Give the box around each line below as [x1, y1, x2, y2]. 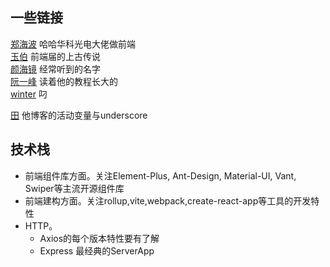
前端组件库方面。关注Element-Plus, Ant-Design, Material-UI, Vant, [24, 169, 297, 182]
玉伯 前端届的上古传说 [10, 50, 101, 62]
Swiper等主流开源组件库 [24, 182, 125, 194]
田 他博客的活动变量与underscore [10, 109, 148, 121]
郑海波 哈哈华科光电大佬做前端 [10, 38, 136, 50]
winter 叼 [10, 88, 48, 100]
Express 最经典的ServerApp [39, 244, 155, 257]
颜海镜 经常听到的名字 [10, 63, 101, 75]
